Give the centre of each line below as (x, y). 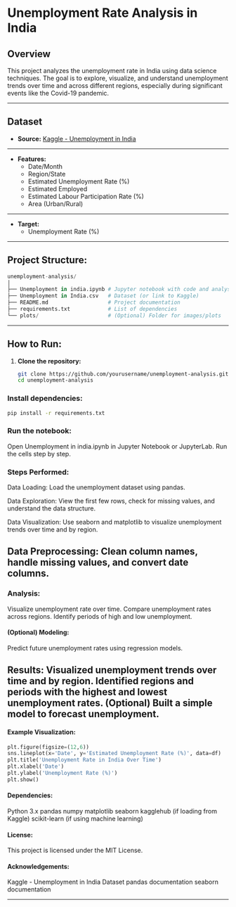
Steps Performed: (38, 472)
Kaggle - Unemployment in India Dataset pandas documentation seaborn (113, 882)
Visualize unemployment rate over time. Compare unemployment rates (110, 609)
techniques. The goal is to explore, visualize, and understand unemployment (118, 78)
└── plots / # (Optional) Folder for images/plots (114, 315)
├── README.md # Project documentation (94, 303)
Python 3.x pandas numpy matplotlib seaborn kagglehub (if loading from (112, 811)
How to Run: (34, 344)
